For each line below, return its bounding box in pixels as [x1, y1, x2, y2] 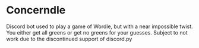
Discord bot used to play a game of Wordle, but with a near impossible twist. [6, 23, 193, 30]
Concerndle [6, 4, 66, 17]
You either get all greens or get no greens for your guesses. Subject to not [6, 29, 188, 36]
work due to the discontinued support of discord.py [6, 35, 132, 42]
